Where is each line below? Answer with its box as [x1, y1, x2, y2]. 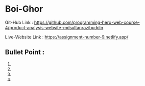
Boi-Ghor [5, 3, 43, 15]
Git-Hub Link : [5, 19, 33, 25]
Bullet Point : [5, 48, 45, 56]
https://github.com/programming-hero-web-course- [34, 19, 140, 25]
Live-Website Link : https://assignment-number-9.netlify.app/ [5, 34, 129, 40]
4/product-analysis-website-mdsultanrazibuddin [5, 24, 104, 30]
